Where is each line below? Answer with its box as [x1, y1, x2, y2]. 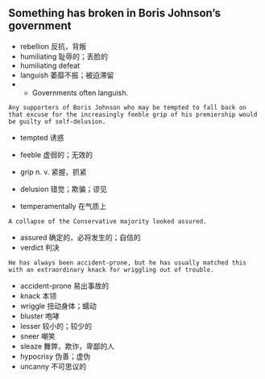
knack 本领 [19, 290, 57, 301]
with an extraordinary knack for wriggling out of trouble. [8, 265, 215, 273]
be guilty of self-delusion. [8, 117, 106, 126]
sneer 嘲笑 [19, 331, 56, 341]
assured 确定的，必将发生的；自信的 [19, 232, 141, 242]
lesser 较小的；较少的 [19, 321, 93, 331]
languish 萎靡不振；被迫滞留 [19, 70, 114, 80]
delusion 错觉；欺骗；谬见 [19, 184, 107, 194]
